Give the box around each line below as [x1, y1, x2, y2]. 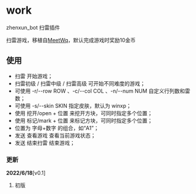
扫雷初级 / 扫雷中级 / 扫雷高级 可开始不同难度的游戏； [14, 79, 146, 87]
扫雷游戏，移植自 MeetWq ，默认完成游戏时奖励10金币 [6, 36, 136, 43]
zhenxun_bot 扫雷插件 [6, 24, 60, 31]
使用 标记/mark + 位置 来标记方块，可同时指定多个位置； [14, 117, 153, 124]
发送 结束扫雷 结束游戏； [14, 139, 75, 146]
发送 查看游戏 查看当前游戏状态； [14, 132, 96, 139]
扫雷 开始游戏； [14, 72, 53, 79]
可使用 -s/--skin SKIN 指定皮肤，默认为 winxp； [14, 102, 132, 109]
